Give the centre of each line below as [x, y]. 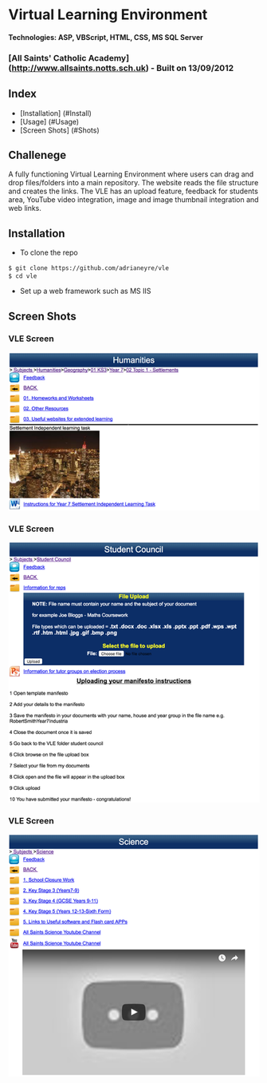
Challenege [37, 155]
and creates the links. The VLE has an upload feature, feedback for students [133, 191]
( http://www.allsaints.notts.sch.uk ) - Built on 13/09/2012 [121, 68]
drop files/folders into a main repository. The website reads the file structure [133, 183]
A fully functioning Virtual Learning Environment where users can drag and [131, 174]
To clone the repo [49, 252]
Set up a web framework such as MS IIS [85, 291]
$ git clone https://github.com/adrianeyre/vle [89, 268]
